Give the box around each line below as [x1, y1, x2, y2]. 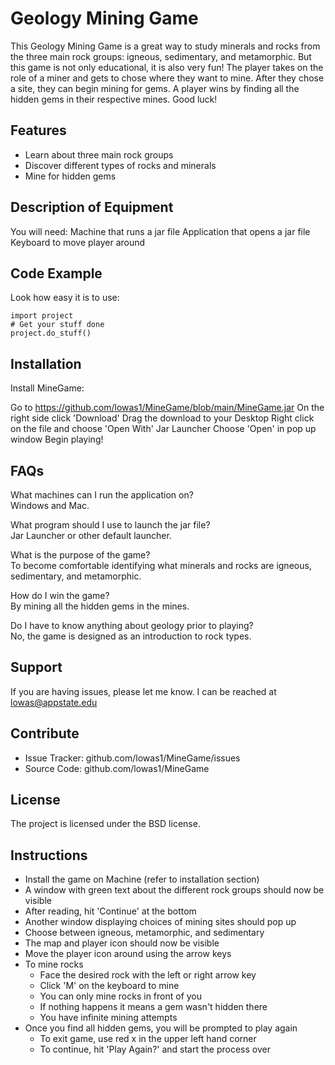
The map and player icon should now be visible [24, 937, 220, 949]
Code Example [10, 265, 103, 282]
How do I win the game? [10, 590, 110, 601]
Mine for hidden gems [24, 170, 117, 182]
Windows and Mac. [10, 500, 90, 511]
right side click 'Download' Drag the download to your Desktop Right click [10, 412, 315, 424]
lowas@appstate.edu [10, 696, 98, 708]
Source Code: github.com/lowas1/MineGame [24, 762, 210, 774]
